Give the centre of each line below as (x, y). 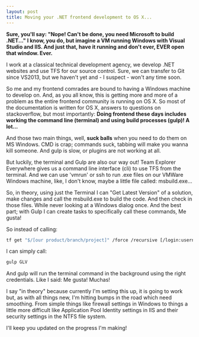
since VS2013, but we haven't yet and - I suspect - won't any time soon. (94, 77)
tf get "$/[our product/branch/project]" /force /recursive (82, 240)
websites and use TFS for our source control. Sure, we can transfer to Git (95, 71)
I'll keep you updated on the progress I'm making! (67, 328)
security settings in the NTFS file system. (56, 317)
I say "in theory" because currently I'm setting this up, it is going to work (94, 291)
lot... (12, 126)
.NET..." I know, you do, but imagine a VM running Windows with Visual (96, 40)
